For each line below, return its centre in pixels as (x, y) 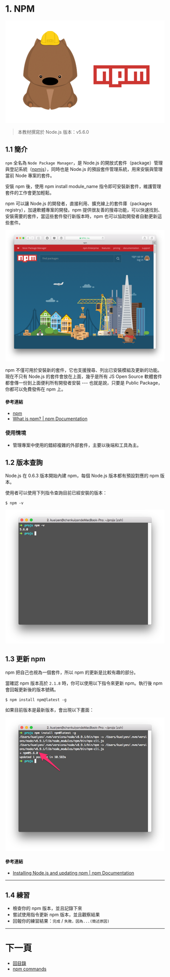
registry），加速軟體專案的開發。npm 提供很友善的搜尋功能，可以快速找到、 (84, 210)
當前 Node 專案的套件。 (30, 175)
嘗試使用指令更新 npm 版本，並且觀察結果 (56, 915)
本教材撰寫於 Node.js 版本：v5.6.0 (53, 132)
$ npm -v (14, 503)
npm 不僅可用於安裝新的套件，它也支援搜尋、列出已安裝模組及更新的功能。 (84, 370)
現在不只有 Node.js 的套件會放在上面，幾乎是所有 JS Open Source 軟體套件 (84, 376)
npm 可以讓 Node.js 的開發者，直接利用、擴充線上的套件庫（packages (79, 203)
